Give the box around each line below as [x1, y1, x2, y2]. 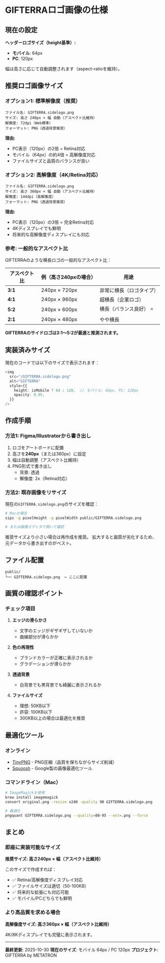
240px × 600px [41, 306, 78, 313]
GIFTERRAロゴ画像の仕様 [5, 4, 108, 16]
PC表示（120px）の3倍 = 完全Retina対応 [12, 219, 94, 225]
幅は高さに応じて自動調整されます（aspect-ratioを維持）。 [5, 66, 123, 71]
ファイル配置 [5, 556, 44, 564]
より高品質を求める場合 [5, 909, 60, 916]
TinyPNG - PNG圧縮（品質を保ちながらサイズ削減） [12, 759, 117, 765]
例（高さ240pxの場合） [41, 274, 96, 281]
